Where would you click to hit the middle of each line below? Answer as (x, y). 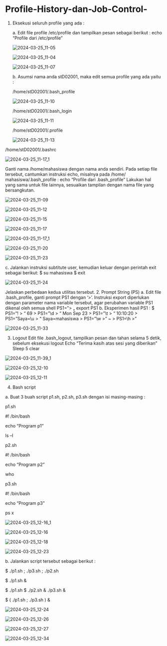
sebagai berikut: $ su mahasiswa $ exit (45, 272)
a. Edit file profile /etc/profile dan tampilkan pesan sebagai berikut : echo (87, 32)
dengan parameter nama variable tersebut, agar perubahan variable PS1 (79, 302)
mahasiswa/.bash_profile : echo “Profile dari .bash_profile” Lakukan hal (78, 179)
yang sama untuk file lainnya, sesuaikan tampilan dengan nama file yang (80, 185)
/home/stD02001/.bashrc (31, 149)
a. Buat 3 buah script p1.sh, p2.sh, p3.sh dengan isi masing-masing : (75, 397)
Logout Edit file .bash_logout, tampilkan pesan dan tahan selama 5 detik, (87, 338)
